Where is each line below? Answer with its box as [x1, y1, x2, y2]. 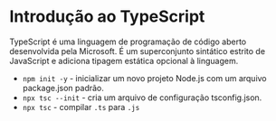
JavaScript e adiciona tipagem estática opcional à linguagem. [9, 55, 239, 66]
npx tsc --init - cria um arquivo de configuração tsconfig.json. [22, 92, 262, 103]
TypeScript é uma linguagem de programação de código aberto [9, 36, 247, 47]
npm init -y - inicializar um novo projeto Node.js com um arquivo [22, 72, 267, 83]
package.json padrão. [22, 82, 104, 93]
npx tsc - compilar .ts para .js [22, 101, 140, 112]
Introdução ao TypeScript [9, 6, 205, 27]
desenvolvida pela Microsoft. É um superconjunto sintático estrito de [9, 45, 265, 56]
